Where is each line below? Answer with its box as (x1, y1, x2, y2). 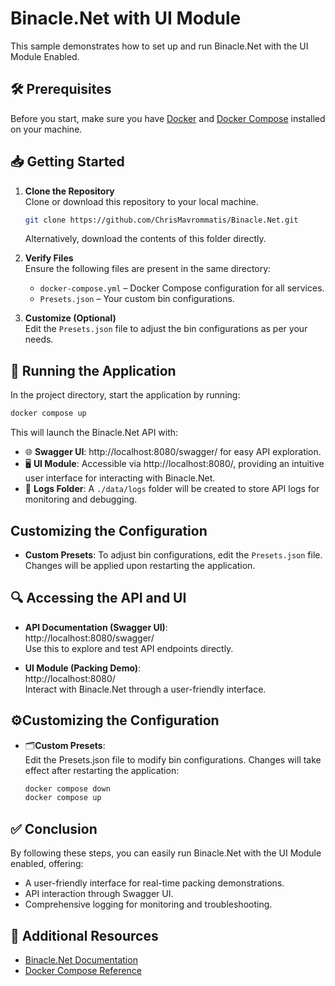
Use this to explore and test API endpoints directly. (24, 642, 234, 654)
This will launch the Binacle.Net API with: (10, 427, 179, 439)
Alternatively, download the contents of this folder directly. (24, 233, 267, 245)
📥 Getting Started (10, 153, 125, 171)
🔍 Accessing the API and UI (10, 590, 187, 607)
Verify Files (24, 252, 74, 264)
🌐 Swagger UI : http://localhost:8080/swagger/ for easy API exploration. (24, 446, 322, 458)
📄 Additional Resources (10, 927, 159, 944)
